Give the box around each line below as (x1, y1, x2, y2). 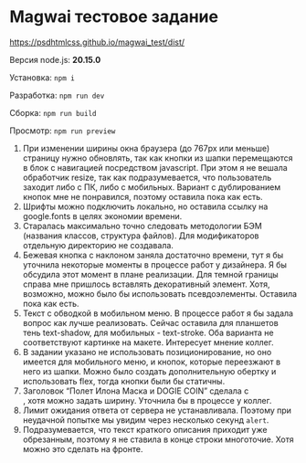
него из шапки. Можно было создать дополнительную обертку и (22, 365, 277, 376)
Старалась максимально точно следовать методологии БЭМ (22, 220, 262, 231)
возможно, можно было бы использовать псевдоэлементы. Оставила (22, 288, 298, 299)
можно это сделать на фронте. (22, 443, 143, 454)
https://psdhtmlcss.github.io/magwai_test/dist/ (9, 37, 185, 47)
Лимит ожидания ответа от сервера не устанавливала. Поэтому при (22, 405, 292, 416)
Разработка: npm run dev (9, 89, 105, 100)
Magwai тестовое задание (9, 6, 219, 27)
